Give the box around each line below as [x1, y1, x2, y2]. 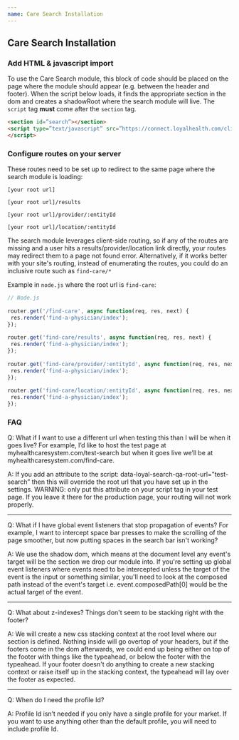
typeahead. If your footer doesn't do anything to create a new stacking [7, 660, 215, 669]
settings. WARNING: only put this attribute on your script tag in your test [7, 485, 218, 494]
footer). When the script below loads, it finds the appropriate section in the [7, 90, 226, 98]
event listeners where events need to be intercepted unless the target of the [7, 565, 230, 574]
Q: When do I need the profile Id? [7, 696, 105, 704]
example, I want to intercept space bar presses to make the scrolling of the [7, 529, 227, 537]
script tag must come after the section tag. [7, 105, 137, 113]
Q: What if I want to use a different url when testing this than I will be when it [7, 433, 231, 442]
